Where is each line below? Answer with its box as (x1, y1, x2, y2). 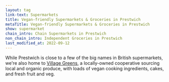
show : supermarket (5, 26, 45, 32)
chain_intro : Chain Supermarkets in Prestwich (5, 31, 107, 36)
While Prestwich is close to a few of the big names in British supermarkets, (5, 54, 163, 61)
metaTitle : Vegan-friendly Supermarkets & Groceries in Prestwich (5, 21, 150, 27)
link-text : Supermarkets (5, 12, 58, 17)
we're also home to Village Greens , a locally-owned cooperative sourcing (5, 60, 160, 66)
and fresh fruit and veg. (5, 71, 55, 77)
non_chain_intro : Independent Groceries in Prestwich (5, 36, 123, 41)
